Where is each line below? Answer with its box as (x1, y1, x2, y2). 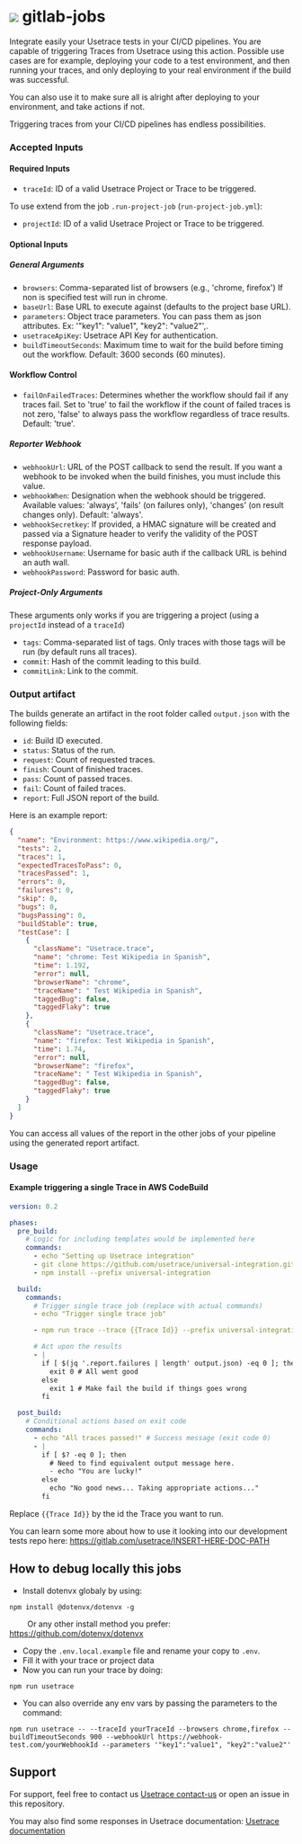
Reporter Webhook (9, 439, 82, 450)
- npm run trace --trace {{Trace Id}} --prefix (32, 1326, 216, 1335)
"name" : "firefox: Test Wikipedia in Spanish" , (32, 1036, 216, 1045)
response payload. (22, 538, 92, 548)
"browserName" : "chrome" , (32, 977, 130, 986)
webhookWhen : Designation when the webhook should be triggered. (22, 490, 266, 501)
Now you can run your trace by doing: (22, 1664, 164, 1675)
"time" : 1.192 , (32, 961, 91, 970)
